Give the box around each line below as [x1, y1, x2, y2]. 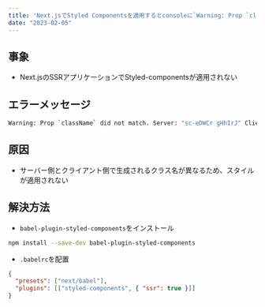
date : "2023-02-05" [8, 19, 73, 27]
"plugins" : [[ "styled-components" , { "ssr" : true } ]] [15, 285, 196, 293]
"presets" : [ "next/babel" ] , [15, 277, 108, 285]
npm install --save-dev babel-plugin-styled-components [8, 238, 196, 247]
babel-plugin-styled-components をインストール [19, 223, 175, 233]
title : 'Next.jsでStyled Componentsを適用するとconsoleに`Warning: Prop [8, 11, 243, 20]
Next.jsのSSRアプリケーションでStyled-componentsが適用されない [19, 73, 238, 82]
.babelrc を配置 [19, 254, 69, 264]
